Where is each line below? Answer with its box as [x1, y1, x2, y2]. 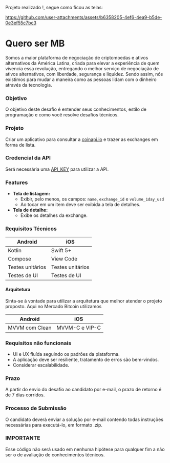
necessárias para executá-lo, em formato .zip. [5, 421, 102, 428]
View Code [51, 255, 78, 263]
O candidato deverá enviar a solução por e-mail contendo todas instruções [5, 416, 164, 422]
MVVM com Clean [8, 324, 52, 331]
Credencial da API [5, 154, 51, 162]
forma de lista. [5, 142, 36, 148]
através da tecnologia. [5, 82, 52, 88]
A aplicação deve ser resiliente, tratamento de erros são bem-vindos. [12, 356, 159, 363]
